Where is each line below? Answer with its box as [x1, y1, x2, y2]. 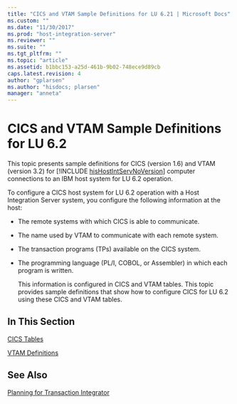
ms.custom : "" [7, 17, 50, 24]
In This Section [7, 316, 75, 328]
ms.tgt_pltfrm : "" [7, 51, 62, 58]
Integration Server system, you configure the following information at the [7, 196, 221, 204]
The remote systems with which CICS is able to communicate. [17, 217, 200, 226]
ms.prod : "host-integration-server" [7, 30, 116, 38]
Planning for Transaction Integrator [7, 388, 110, 396]
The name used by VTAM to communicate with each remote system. [17, 231, 219, 239]
